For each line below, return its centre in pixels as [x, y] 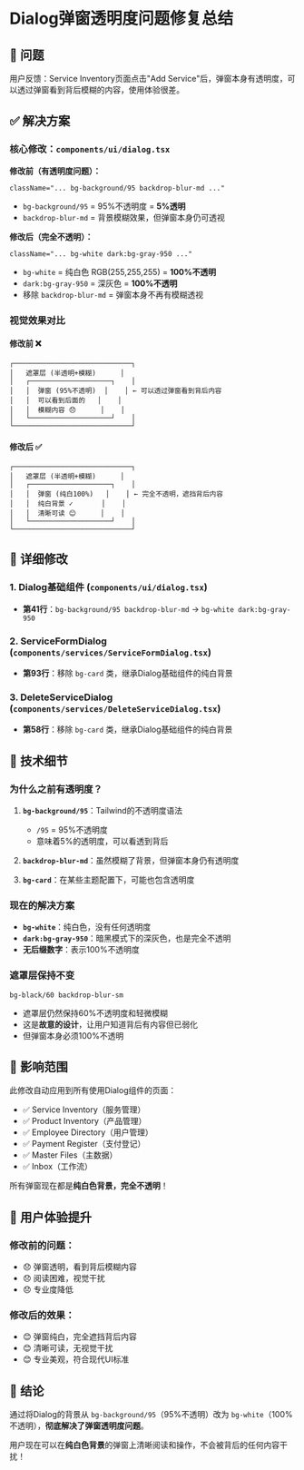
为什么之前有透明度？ [56, 789]
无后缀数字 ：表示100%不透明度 [81, 950]
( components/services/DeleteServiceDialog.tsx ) [115, 708]
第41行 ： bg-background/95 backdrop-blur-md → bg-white [128, 608]
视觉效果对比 [38, 321]
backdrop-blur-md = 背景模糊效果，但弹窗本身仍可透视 [123, 217]
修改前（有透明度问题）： [55, 171]
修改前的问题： [42, 1245]
